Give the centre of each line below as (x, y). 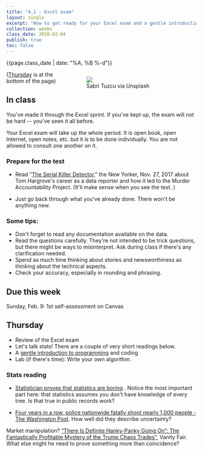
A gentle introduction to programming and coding (76, 353)
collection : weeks (29, 29)
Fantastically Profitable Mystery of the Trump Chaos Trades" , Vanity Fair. (97, 437)
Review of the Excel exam (47, 340)
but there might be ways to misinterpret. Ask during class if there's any (103, 247)
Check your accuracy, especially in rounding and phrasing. (88, 273)
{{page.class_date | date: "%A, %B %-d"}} (60, 63)
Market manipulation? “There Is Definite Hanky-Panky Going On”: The (93, 431)
